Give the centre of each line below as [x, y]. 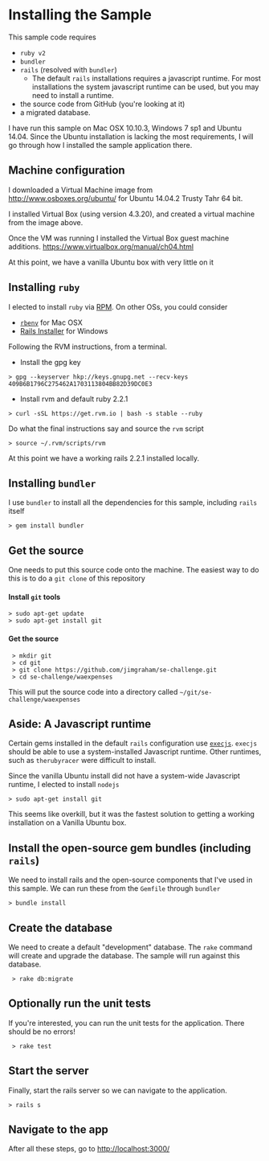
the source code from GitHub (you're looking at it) [102, 104]
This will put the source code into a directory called [93, 691]
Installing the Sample [80, 15]
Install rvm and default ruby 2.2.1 [74, 399]
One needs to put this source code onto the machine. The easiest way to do [134, 570]
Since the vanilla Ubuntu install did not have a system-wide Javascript [124, 776]
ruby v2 [33, 53]
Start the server [49, 1071]
